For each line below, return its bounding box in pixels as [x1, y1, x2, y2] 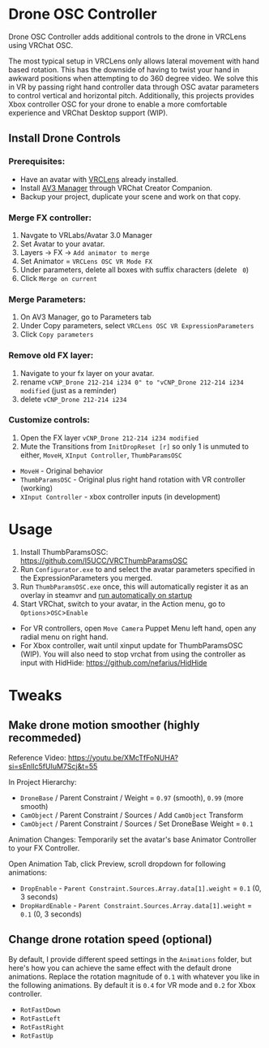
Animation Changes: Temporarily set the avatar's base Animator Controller [8, 834, 257, 844]
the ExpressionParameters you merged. [19, 573, 153, 582]
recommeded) [8, 731, 82, 745]
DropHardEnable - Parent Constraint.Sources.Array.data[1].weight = [19, 900, 253, 910]
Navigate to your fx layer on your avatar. [19, 368, 155, 378]
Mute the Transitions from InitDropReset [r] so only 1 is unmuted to [19, 441, 250, 451]
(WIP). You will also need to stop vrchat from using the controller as [19, 649, 246, 659]
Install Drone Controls [8, 132, 122, 145]
